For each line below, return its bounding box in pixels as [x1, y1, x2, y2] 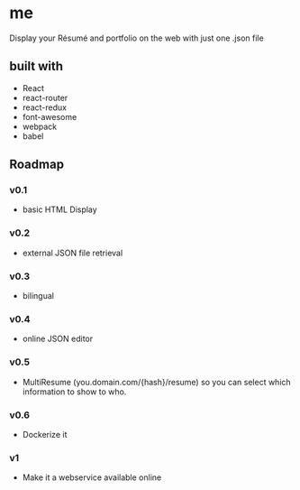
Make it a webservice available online [22, 472, 162, 483]
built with [9, 59, 64, 74]
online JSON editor [22, 333, 94, 345]
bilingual [22, 291, 54, 301]
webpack [22, 121, 57, 132]
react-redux [22, 102, 68, 113]
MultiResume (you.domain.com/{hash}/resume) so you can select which [22, 376, 291, 387]
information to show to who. [22, 386, 127, 397]
